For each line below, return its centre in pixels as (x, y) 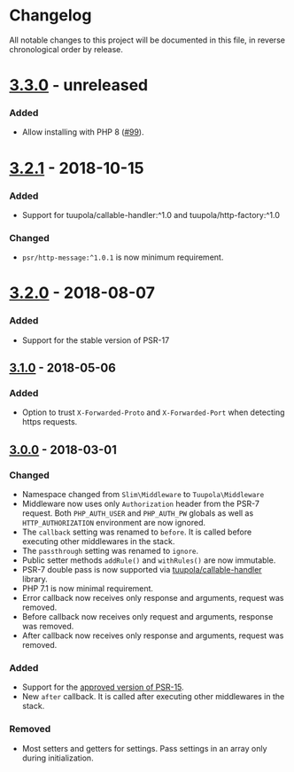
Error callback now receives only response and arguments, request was (153, 598)
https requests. (50, 422)
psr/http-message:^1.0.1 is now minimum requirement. (123, 257)
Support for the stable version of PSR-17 (96, 340)
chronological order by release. (66, 49)
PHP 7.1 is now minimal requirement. (87, 589)
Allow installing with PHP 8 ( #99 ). (83, 132)
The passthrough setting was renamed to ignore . (110, 551)
